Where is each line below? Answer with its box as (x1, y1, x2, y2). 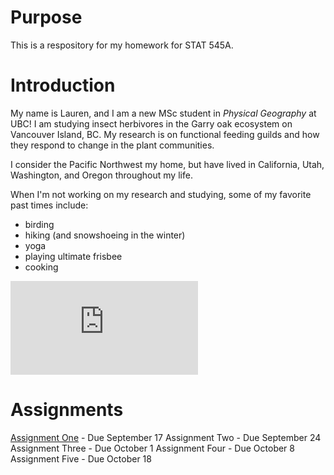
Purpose (10, 6, 83, 29)
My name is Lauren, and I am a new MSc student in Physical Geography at (10, 107, 317, 119)
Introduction (10, 74, 116, 97)
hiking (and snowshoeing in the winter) (24, 229, 186, 241)
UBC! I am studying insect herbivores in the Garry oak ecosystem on (10, 117, 293, 130)
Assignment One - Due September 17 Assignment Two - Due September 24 (10, 431, 322, 443)
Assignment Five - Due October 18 (10, 452, 152, 465)
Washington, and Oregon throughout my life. (10, 169, 193, 181)
